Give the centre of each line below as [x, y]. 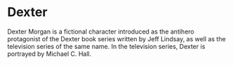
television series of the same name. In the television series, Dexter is [106, 46]
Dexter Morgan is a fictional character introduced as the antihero [101, 31]
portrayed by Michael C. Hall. [49, 54]
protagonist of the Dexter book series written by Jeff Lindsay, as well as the [116, 38]
